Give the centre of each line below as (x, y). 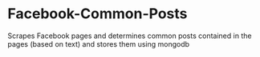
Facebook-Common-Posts (97, 14)
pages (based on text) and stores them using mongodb (99, 44)
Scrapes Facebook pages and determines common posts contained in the (130, 36)
